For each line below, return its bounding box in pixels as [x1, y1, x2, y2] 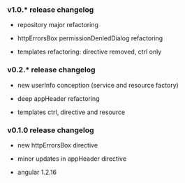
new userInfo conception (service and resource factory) [17, 81, 179, 89]
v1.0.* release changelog [7, 5, 94, 15]
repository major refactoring [17, 21, 99, 29]
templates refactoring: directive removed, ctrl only [17, 47, 162, 56]
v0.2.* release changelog [7, 65, 96, 74]
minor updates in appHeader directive [17, 154, 127, 163]
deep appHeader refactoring [17, 94, 100, 102]
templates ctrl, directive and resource [17, 108, 126, 116]
